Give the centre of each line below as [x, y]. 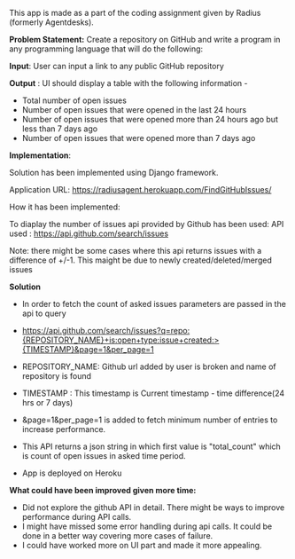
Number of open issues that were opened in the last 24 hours [134, 110]
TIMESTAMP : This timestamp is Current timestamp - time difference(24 [153, 393]
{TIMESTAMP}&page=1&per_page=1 [88, 349]
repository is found [56, 376]
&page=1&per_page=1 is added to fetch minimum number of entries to [150, 420]
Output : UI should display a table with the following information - [128, 83]
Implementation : [40, 155]
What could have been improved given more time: [103, 490]
